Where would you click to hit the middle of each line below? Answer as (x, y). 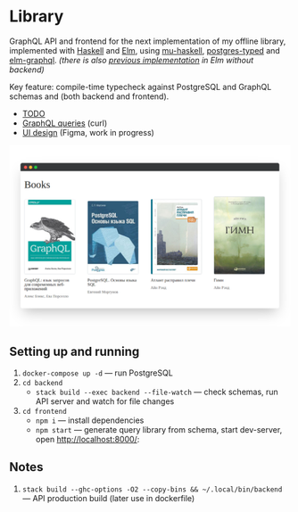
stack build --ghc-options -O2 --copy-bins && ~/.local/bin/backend (152, 489)
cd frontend (44, 412)
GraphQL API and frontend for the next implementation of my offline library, (148, 41)
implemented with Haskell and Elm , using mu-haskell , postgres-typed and (145, 50)
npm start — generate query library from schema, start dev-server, (159, 430)
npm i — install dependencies (90, 420)
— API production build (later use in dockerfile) (108, 498)
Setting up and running (74, 351)
